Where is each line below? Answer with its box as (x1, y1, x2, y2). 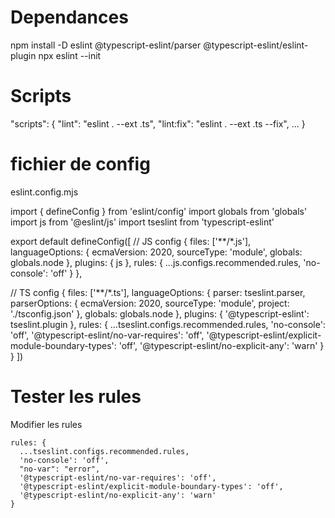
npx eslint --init (38, 49, 102, 61)
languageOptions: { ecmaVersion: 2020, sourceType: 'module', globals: (10, 246, 303, 258)
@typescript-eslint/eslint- (203, 39, 309, 51)
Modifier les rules (10, 418, 83, 430)
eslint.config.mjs (10, 186, 79, 198)
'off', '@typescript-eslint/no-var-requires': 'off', (10, 329, 205, 341)
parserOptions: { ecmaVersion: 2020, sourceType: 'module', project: (10, 297, 290, 309)
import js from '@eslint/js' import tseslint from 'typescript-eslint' (10, 216, 275, 228)
